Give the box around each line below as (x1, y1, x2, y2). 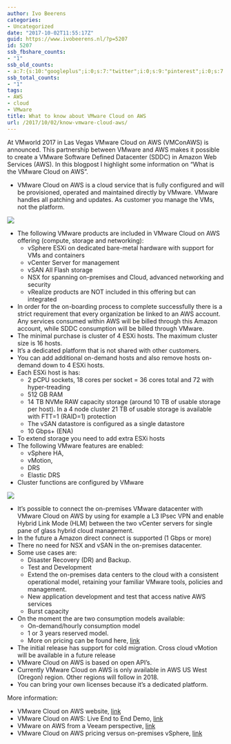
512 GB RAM (27, 390, 63, 399)
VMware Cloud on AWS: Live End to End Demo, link (17, 714, 163, 723)
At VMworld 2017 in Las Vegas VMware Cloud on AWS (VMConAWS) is (7, 138, 209, 146)
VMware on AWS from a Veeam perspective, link (17, 721, 156, 730)
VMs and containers (27, 251, 85, 259)
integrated (27, 294, 57, 303)
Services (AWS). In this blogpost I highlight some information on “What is (7, 160, 215, 168)
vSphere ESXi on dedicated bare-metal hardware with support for (27, 243, 214, 252)
